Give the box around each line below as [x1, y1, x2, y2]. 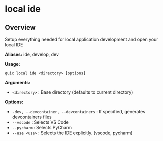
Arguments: [5, 80, 31, 85]
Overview [5, 23, 36, 32]
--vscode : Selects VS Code [12, 119, 69, 125]
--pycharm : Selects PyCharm [12, 125, 72, 130]
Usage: [5, 61, 21, 67]
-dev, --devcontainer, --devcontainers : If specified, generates [12, 109, 146, 114]
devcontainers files [12, 114, 52, 120]
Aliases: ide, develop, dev [5, 51, 59, 57]
